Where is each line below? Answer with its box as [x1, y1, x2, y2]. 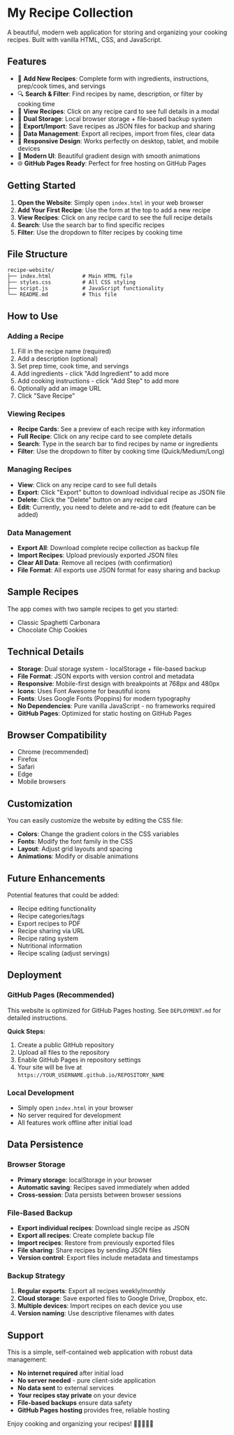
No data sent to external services [17, 1384, 114, 1392]
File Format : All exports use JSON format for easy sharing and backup [17, 565, 221, 574]
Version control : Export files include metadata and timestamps [17, 1253, 199, 1262]
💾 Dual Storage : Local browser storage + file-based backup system [17, 114, 213, 123]
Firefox [17, 755, 38, 763]
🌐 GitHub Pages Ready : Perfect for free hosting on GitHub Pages [17, 159, 206, 167]
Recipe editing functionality [17, 904, 96, 913]
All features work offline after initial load [17, 1118, 133, 1127]
